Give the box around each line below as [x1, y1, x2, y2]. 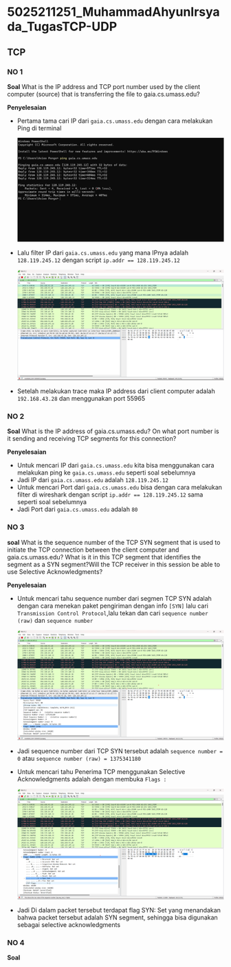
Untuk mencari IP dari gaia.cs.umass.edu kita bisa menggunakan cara [16, 461, 214, 470]
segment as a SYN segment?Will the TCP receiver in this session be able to [7, 560, 221, 568]
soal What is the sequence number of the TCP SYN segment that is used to [7, 538, 221, 546]
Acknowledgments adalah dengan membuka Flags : [16, 775, 167, 784]
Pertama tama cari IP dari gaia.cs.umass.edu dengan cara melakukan [16, 117, 213, 125]
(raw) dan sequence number [16, 616, 93, 624]
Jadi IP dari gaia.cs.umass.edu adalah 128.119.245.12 [16, 476, 168, 484]
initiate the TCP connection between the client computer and [7, 546, 179, 554]
